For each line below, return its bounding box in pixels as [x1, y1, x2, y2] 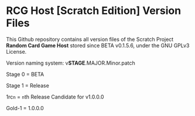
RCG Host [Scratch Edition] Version [6, 4, 182, 17]
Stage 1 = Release [6, 82, 50, 89]
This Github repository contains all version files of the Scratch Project [6, 36, 174, 43]
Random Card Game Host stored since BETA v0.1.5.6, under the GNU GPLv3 [6, 42, 190, 49]
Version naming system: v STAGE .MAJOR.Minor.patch [6, 59, 136, 66]
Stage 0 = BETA [6, 71, 45, 78]
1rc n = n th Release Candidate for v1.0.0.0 [6, 93, 104, 100]
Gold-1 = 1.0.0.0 [6, 104, 44, 111]
